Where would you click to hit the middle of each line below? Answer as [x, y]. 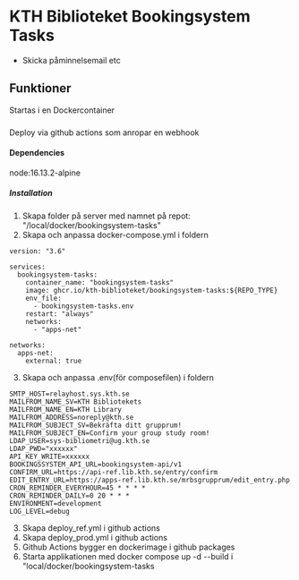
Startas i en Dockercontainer [62, 110]
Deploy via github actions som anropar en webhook [104, 132]
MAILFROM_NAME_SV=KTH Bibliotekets [76, 401]
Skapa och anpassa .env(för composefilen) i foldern [118, 377]
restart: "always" [60, 314]
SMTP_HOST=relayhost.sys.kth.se [69, 394]
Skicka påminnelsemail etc [71, 60]
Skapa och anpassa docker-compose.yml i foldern [115, 235]
